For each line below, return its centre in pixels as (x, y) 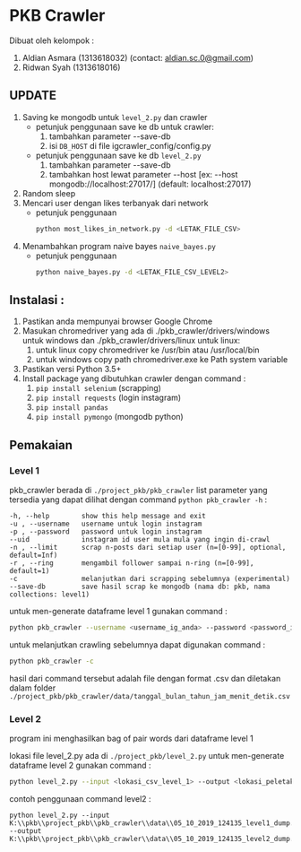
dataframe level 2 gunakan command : (80, 765)
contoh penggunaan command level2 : (80, 798)
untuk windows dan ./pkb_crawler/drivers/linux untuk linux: (131, 341)
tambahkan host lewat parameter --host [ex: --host (143, 174)
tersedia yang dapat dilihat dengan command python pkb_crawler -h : (138, 500)
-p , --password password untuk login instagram (106, 532)
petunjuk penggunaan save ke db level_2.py (118, 155)
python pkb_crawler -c (52, 661)
